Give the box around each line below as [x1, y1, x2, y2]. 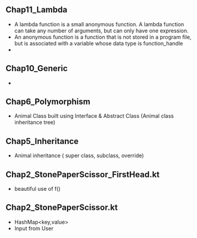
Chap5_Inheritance [5, 136, 79, 146]
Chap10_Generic [5, 63, 68, 74]
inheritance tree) [14, 119, 56, 126]
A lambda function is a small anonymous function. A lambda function [14, 20, 184, 28]
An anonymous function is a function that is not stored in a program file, [14, 33, 192, 41]
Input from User [14, 224, 54, 232]
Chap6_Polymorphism [5, 97, 90, 107]
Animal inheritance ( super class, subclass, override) [14, 152, 144, 159]
